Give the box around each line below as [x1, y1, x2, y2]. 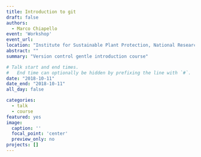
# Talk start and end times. [6, 64, 79, 70]
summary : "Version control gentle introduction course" [6, 53, 148, 59]
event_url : [6, 37, 33, 43]
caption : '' [11, 125, 42, 131]
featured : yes [6, 114, 42, 120]
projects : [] [6, 142, 39, 148]
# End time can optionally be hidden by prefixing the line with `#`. [6, 70, 191, 76]
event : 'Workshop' [6, 31, 52, 37]
